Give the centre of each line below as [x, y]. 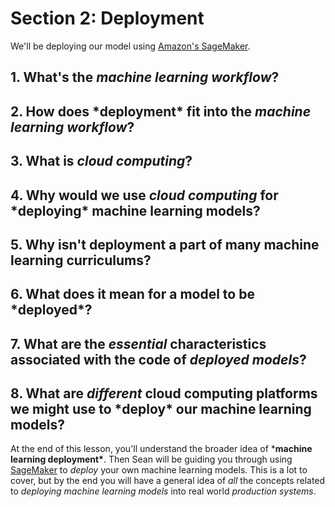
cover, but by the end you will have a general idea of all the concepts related [168, 481]
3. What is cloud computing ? [101, 161]
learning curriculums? [81, 260]
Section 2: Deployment [107, 18]
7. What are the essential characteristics [138, 343]
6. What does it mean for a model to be [132, 294]
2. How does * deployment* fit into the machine [161, 111]
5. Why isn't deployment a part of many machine [165, 244]
